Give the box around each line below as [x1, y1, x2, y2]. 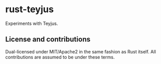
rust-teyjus [5, 4, 54, 15]
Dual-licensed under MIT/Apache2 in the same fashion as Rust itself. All [5, 48, 156, 54]
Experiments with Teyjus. [5, 20, 58, 26]
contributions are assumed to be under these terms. [5, 54, 115, 60]
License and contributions [5, 35, 90, 44]
